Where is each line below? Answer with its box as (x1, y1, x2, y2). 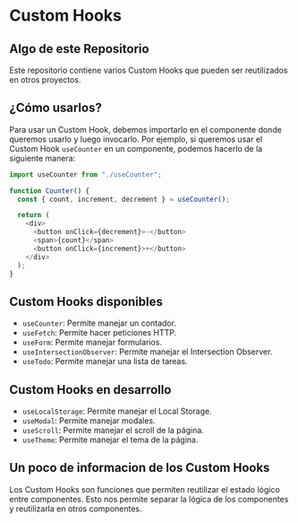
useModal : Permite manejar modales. (21, 415, 156, 426)
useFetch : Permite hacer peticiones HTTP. (21, 327, 177, 338)
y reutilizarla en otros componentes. (9, 503, 142, 514)
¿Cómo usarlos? (9, 100, 103, 116)
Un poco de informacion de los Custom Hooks (9, 460, 270, 475)
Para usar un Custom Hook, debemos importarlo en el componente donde (9, 124, 282, 135)
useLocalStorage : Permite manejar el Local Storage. (21, 405, 212, 417)
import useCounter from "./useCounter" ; (9, 170, 163, 179)
